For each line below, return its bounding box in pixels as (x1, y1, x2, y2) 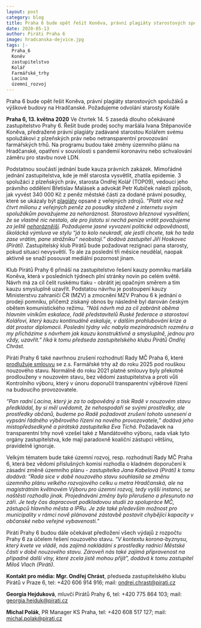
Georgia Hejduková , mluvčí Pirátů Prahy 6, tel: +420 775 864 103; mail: (6, 591, 182, 597)
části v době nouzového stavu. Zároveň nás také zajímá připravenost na (6, 548, 185, 555)
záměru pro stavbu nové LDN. (6, 154, 80, 161)
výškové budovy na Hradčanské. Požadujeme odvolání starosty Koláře (6, 104, 180, 111)
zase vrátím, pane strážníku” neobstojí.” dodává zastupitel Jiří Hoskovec (6, 236, 187, 243)
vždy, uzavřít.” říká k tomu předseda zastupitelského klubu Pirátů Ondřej (6, 336, 185, 343)
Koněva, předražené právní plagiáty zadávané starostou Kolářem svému (6, 128, 184, 135)
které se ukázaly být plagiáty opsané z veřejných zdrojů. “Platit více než (6, 197, 184, 204)
